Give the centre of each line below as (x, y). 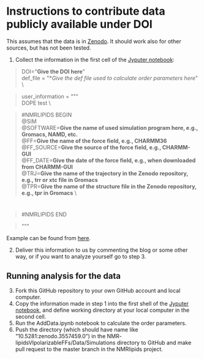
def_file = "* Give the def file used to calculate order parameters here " (110, 78)
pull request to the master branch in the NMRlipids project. (89, 349)
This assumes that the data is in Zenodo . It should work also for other (94, 41)
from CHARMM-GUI (47, 167)
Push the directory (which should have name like (77, 330)
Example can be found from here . (48, 238)
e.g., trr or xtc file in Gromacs (59, 179)
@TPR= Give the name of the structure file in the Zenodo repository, (109, 186)
